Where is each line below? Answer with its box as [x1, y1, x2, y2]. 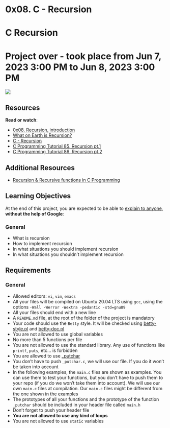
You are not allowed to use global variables [12, 331, 103, 337]
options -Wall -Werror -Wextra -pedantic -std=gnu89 [12, 304, 126, 310]
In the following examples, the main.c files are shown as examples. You [12, 369, 162, 375]
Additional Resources [5, 163, 75, 172]
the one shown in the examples [12, 391, 78, 397]
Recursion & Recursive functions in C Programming [12, 177, 120, 183]
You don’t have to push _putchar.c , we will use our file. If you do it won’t [12, 358, 164, 364]
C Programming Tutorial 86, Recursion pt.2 [12, 149, 103, 155]
